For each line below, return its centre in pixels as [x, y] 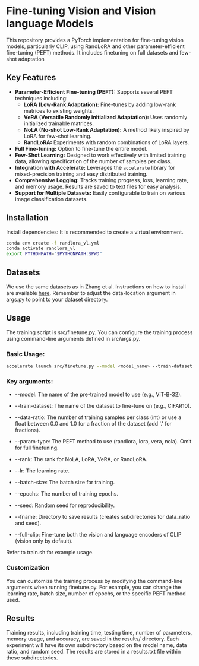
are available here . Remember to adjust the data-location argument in [91, 293]
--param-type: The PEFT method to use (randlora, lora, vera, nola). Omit [103, 442]
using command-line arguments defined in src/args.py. [73, 338]
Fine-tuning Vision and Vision [81, 11]
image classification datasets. [51, 199]
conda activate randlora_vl [41, 248]
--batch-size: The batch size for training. [64, 483]
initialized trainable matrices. [59, 123]
